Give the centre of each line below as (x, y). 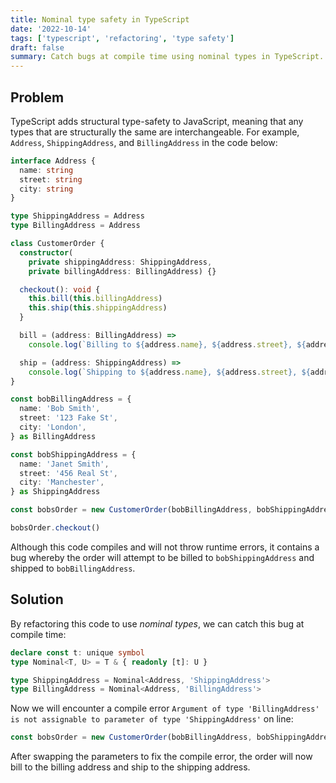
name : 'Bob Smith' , (60, 409)
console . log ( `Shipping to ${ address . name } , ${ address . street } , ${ (169, 372)
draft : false (37, 47)
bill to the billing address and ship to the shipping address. (130, 767)
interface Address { (53, 161)
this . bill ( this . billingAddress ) (95, 299)
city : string (46, 189)
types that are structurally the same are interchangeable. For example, (155, 132)
